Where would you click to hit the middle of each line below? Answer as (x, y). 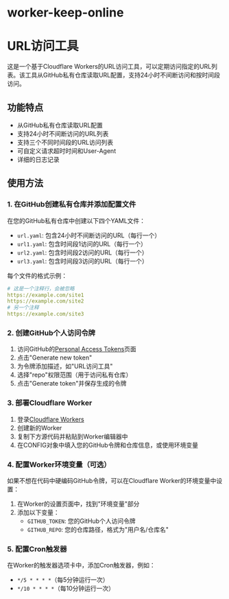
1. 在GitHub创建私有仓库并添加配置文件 (72, 204)
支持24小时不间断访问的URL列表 (63, 133)
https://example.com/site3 (46, 314)
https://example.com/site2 (46, 301)
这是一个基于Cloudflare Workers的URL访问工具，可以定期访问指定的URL (109, 67)
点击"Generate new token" (55, 357)
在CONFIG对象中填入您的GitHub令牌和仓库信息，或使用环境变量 (108, 445)
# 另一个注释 (23, 308)
